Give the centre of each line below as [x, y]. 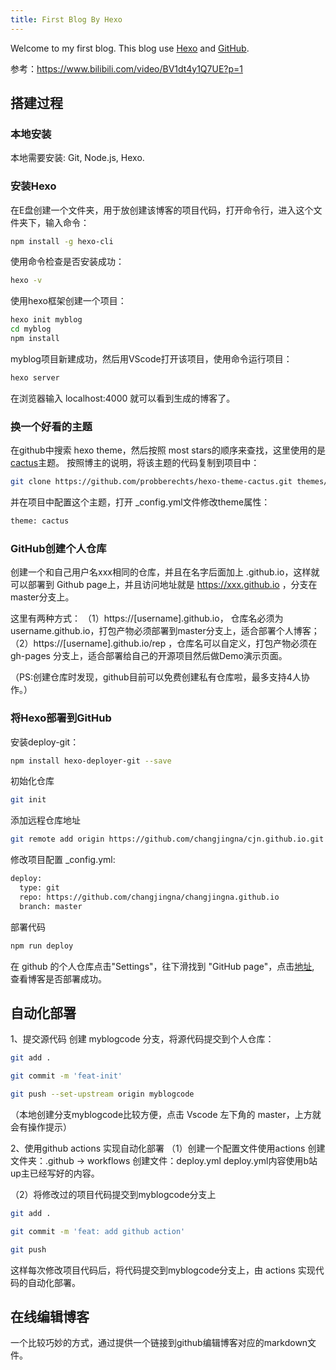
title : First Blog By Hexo [66, 19]
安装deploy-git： [45, 742]
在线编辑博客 [50, 1316]
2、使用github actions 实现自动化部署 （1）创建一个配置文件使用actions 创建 [168, 1148]
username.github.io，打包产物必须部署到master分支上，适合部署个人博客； [165, 631]
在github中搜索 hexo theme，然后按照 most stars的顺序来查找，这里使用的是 [168, 450]
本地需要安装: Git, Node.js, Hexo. [77, 158]
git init [28, 800]
